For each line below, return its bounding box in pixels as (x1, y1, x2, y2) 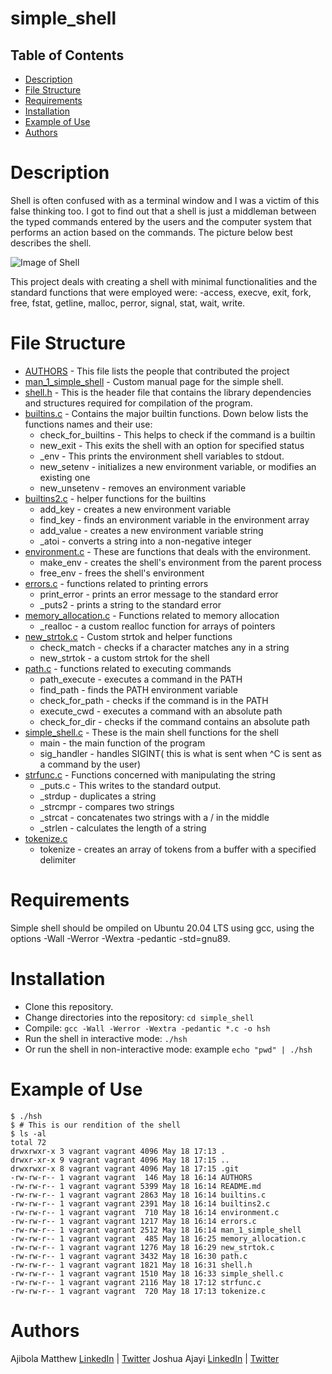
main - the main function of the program (39, 737, 206, 749)
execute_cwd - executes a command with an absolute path (39, 705, 283, 717)
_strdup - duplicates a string (39, 790, 157, 802)
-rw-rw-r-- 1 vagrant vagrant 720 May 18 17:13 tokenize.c (10, 1286, 267, 1296)
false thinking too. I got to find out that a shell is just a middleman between (10, 205, 317, 217)
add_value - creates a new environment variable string (39, 524, 264, 536)
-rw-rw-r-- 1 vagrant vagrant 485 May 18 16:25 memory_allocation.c (10, 1233, 307, 1244)
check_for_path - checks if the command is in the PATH (39, 694, 269, 706)
